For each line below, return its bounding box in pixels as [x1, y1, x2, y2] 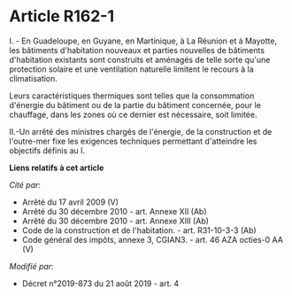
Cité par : [9, 179, 42, 190]
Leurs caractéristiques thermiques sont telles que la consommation [9, 90, 255, 101]
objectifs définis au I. [9, 144, 86, 156]
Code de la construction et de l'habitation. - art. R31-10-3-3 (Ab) [21, 224, 257, 236]
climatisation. [9, 73, 58, 83]
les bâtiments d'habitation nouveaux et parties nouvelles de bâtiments [9, 44, 265, 55]
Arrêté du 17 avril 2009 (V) [21, 197, 119, 207]
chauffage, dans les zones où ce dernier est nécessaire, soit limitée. [9, 109, 257, 120]
